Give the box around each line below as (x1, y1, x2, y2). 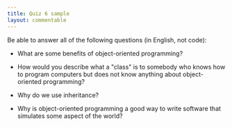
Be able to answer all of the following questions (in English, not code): (7, 35, 207, 44)
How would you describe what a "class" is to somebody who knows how (17, 62, 226, 71)
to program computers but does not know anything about (17, 70, 182, 78)
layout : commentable (7, 17, 67, 24)
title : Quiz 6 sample (7, 10, 70, 17)
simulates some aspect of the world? (17, 112, 123, 120)
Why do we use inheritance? (17, 91, 99, 99)
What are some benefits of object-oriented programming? (17, 49, 183, 58)
